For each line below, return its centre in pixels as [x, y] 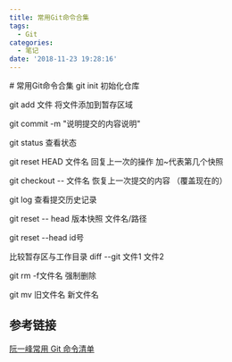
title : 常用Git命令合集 [49, 17]
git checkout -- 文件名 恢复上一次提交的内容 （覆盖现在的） [118, 181]
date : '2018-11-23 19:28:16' [63, 59]
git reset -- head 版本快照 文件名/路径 [78, 219]
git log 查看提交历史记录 [53, 199]
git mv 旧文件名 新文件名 [54, 295]
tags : [19, 26]
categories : [31, 42]
